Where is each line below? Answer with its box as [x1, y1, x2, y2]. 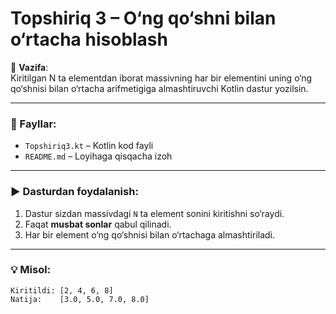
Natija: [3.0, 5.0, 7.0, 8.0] [10, 294, 150, 304]
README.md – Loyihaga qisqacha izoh [24, 150, 173, 162]
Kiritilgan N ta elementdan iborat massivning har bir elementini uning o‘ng [10, 72, 313, 84]
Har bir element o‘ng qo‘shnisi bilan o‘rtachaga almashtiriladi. [24, 228, 276, 241]
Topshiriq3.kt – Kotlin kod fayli [24, 140, 154, 152]
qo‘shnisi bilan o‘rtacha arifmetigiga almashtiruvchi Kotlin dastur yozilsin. [10, 82, 309, 94]
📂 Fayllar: [10, 117, 57, 131]
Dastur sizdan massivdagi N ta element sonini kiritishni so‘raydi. [24, 207, 285, 219]
